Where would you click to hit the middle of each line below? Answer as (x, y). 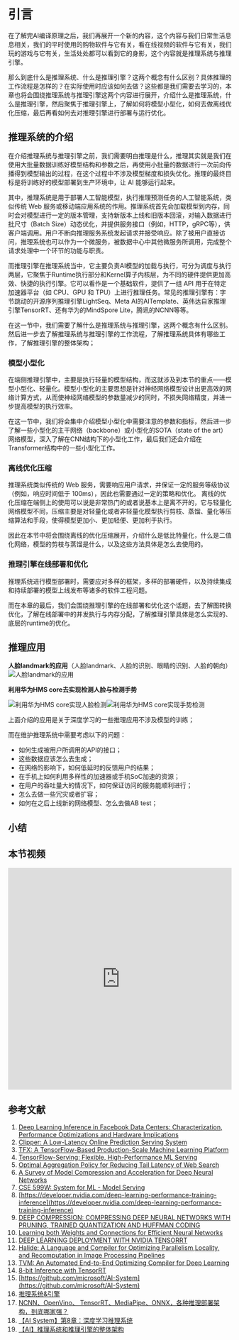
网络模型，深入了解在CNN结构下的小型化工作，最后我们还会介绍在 (105, 439)
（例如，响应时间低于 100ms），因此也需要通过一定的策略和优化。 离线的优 (117, 494)
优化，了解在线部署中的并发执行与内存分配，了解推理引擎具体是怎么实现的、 (120, 614)
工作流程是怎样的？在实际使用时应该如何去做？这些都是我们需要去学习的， (117, 86)
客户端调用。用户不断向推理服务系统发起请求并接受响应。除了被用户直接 (113, 233)
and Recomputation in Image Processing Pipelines (91, 1256)
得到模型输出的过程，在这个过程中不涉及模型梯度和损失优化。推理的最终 (119, 173)
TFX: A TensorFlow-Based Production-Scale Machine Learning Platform (123, 1150)
